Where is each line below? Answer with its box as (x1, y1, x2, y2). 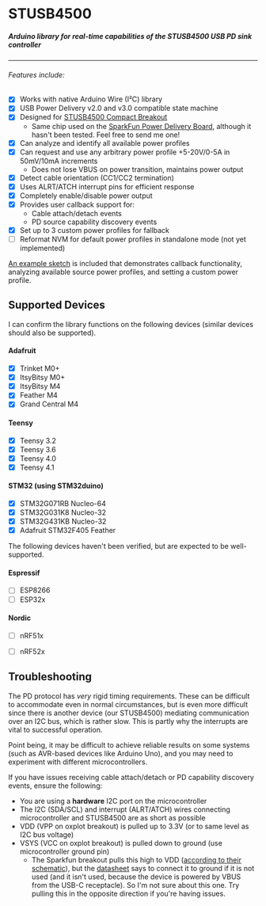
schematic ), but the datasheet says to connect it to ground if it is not (31, 863, 255, 873)
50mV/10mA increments (19, 156, 98, 166)
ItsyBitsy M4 (19, 382, 61, 391)
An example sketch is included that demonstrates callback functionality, (8, 259, 243, 268)
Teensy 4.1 (19, 463, 55, 472)
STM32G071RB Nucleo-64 (19, 499, 107, 508)
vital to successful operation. (8, 725, 103, 734)
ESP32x (19, 595, 46, 604)
